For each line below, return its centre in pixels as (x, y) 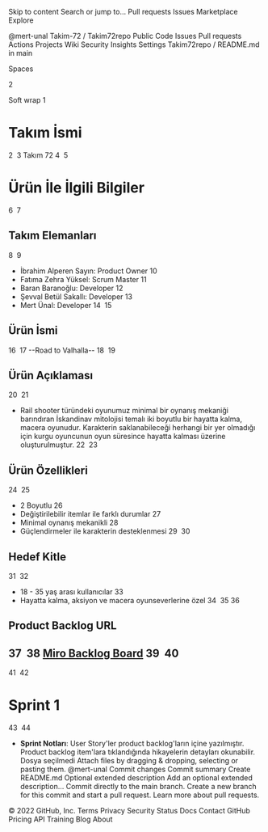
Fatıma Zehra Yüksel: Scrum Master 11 (83, 279)
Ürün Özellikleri (48, 470)
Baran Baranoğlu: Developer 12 (71, 288)
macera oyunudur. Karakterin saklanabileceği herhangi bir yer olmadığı (138, 428)
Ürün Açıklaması (51, 375)
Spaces (21, 69)
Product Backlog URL (63, 626)
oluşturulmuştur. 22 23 (59, 445)
